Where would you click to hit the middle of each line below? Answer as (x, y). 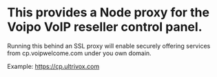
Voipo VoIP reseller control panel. (105, 27)
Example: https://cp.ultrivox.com (53, 66)
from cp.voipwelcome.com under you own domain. (79, 53)
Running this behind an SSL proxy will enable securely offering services (109, 46)
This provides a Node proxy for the (108, 13)
